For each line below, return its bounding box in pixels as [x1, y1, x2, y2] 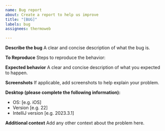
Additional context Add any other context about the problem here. [5, 120, 145, 126]
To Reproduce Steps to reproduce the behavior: [5, 54, 106, 61]
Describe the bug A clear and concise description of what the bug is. [5, 45, 150, 51]
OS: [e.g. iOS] [12, 100, 42, 106]
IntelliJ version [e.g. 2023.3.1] [12, 110, 75, 116]
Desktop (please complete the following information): [5, 89, 121, 95]
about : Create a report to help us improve [5, 12, 99, 17]
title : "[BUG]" [5, 17, 38, 22]
